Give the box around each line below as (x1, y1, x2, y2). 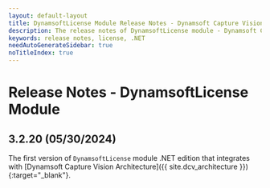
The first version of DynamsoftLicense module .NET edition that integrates (8, 154, 251, 162)
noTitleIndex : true (8, 49, 74, 57)
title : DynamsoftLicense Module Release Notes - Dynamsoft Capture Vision (8, 19, 264, 27)
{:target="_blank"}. (8, 170, 71, 180)
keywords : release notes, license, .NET (8, 34, 146, 42)
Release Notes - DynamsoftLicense (8, 83, 249, 102)
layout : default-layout (8, 11, 88, 20)
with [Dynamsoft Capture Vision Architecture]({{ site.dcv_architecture (8, 162, 239, 171)
